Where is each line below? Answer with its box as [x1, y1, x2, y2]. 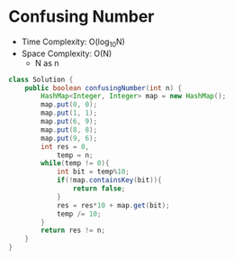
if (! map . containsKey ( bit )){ [56, 176, 163, 185]
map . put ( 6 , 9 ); [40, 117, 98, 126]
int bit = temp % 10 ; [56, 167, 130, 177]
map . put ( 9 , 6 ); [40, 134, 98, 143]
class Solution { [8, 75, 74, 84]
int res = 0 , [40, 142, 90, 151]
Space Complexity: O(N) [21, 48, 112, 59]
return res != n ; [40, 226, 105, 236]
